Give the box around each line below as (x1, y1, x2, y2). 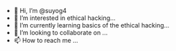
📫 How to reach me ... (13, 37, 78, 44)
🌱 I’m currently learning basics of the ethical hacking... (13, 21, 170, 29)
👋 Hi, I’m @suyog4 (13, 7, 67, 14)
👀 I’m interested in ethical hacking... (13, 14, 116, 22)
